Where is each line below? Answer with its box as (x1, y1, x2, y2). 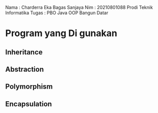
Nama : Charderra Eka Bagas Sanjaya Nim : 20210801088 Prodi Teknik (5, 5, 153, 10)
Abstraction (5, 65, 44, 73)
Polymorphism (5, 82, 53, 91)
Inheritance (5, 48, 43, 56)
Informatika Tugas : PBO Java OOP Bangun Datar (5, 10, 109, 16)
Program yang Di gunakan (5, 27, 117, 39)
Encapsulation (5, 99, 52, 108)
